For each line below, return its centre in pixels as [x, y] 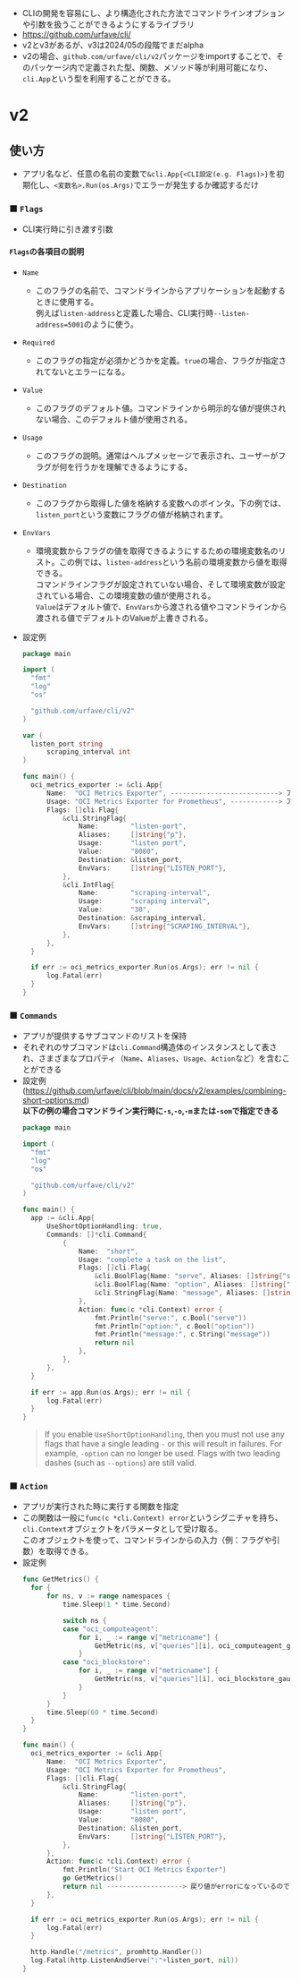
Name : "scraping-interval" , [145, 893]
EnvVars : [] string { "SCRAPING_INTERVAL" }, [165, 926]
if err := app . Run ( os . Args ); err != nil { [111, 1392]
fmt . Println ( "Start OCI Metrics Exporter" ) [144, 1870]
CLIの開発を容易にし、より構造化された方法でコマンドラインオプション [154, 13]
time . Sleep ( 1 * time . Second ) [117, 1605]
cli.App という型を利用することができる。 [99, 78]
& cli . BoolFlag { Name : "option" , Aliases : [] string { [191, 1285]
